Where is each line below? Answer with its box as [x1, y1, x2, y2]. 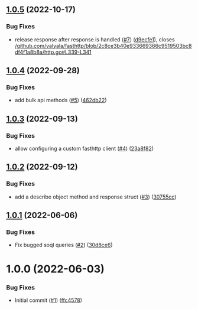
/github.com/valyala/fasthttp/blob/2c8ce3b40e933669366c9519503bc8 [14, 42, 192, 49]
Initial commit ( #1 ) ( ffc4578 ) [14, 297, 83, 304]
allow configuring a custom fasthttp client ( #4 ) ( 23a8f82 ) [14, 145, 154, 152]
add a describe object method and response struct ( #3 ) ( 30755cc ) [14, 193, 177, 200]
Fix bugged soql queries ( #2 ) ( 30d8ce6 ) [14, 242, 113, 249]
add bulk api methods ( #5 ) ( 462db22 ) [14, 97, 107, 104]
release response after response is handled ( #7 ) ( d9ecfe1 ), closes [14, 35, 176, 43]
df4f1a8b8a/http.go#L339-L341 [14, 48, 92, 56]
